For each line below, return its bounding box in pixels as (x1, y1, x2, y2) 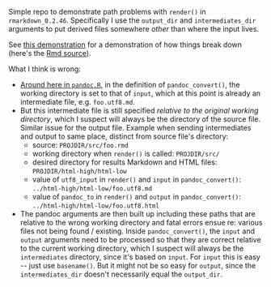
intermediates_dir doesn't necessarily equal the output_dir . (19, 269, 223, 279)
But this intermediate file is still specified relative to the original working (19, 105, 259, 115)
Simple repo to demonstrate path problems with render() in (8, 7, 206, 16)
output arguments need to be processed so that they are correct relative (19, 235, 261, 244)
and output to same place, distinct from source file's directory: (19, 131, 229, 141)
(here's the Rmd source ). (8, 49, 91, 58)
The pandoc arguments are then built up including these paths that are (19, 209, 256, 218)
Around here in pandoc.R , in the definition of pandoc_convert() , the (19, 80, 240, 89)
